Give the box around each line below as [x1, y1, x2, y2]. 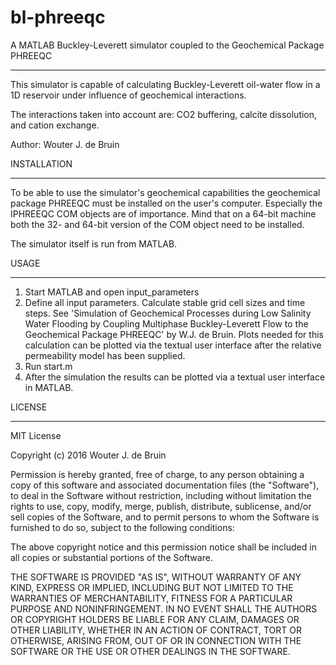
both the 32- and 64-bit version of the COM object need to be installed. [10, 218, 305, 230]
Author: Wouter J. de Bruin [10, 138, 120, 150]
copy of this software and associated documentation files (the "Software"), [10, 479, 320, 491]
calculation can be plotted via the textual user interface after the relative [24, 339, 322, 351]
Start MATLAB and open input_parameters [24, 286, 200, 298]
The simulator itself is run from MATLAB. [10, 237, 178, 250]
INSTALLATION [10, 157, 73, 170]
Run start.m [24, 360, 73, 372]
